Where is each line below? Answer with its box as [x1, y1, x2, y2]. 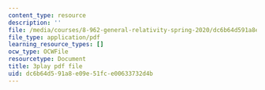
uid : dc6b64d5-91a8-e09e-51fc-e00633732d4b [8, 70, 154, 77]
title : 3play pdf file [8, 63, 83, 70]
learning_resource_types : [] [8, 41, 104, 49]
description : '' [8, 19, 62, 27]
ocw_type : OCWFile [8, 48, 69, 56]
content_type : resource [8, 11, 87, 20]
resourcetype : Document [8, 56, 87, 63]
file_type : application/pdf [8, 33, 101, 41]
